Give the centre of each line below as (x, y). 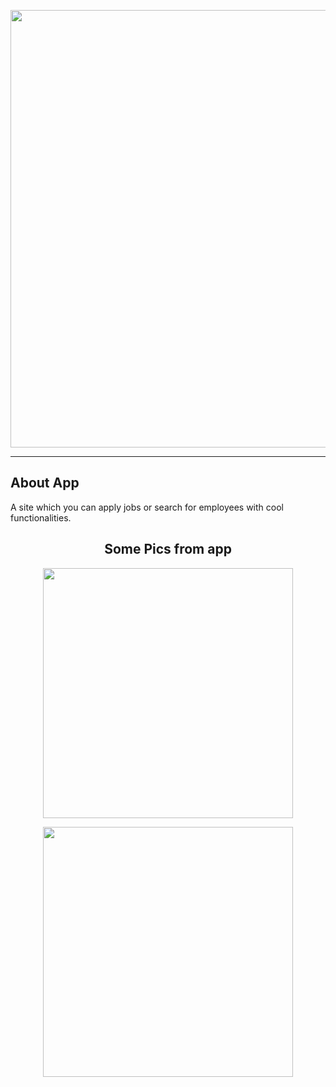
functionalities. (41, 517)
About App (45, 483)
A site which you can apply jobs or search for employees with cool (147, 507)
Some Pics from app (168, 549)
